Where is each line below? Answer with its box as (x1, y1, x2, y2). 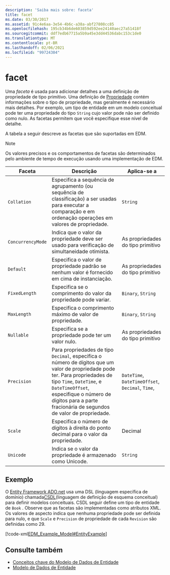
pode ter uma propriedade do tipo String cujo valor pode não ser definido (5, 110, 159, 116)
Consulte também (5, 546, 63, 554)
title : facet (5, 12, 33, 17)
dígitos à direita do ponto (51, 424, 111, 431)
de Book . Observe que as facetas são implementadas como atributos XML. (5, 505, 161, 511)
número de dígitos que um (51, 359, 114, 366)
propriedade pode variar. (51, 296, 111, 303)
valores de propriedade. (51, 221, 109, 228)
